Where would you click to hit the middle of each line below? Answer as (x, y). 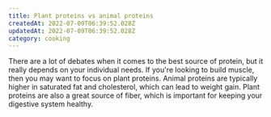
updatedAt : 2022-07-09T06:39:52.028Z (72, 31)
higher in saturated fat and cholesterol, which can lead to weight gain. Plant (134, 87)
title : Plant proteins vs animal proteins (81, 16)
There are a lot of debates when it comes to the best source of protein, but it (136, 61)
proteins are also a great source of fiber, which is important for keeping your (135, 96)
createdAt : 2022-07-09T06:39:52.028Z (72, 23)
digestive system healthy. (51, 104)
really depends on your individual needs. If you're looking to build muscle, (131, 70)
